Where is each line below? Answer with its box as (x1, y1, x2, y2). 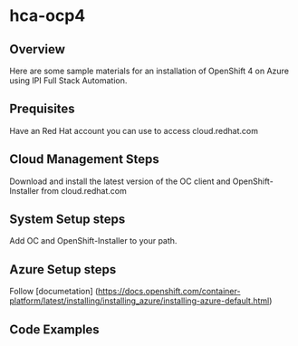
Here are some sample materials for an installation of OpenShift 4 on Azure (9, 65, 290, 76)
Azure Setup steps (9, 262, 117, 277)
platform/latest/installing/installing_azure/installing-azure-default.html (9, 295, 270, 306)
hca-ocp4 (9, 5, 86, 26)
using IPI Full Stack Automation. (9, 75, 128, 86)
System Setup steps (9, 212, 126, 227)
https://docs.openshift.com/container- (98, 286, 241, 297)
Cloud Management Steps (9, 151, 160, 168)
